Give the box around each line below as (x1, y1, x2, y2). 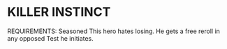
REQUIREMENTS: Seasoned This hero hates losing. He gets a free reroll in (7, 27, 220, 35)
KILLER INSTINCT (7, 4, 111, 20)
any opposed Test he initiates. (7, 34, 94, 42)
